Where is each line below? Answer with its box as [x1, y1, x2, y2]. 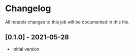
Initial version [12, 46, 39, 52]
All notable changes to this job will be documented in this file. [5, 19, 130, 25]
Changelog [5, 3, 51, 14]
